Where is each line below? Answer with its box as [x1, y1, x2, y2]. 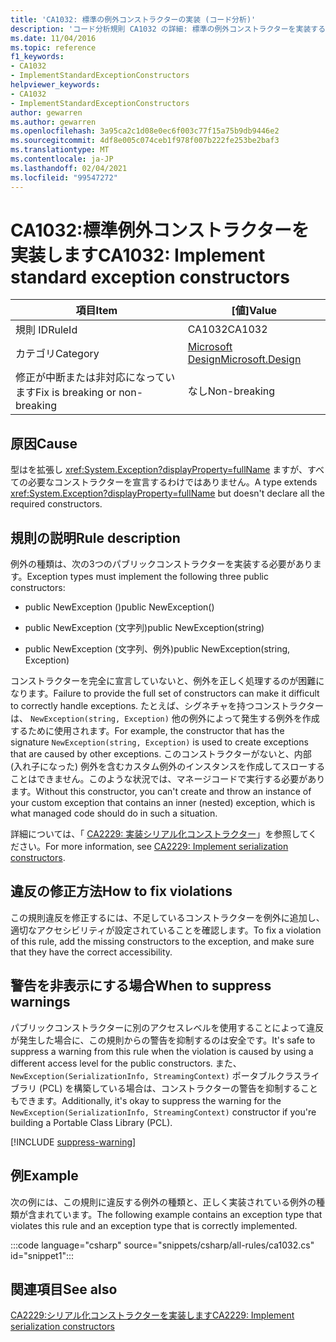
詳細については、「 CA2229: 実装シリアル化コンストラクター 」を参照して [10, 828, 309, 840]
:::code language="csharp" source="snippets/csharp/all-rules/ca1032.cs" [10, 1239, 315, 1251]
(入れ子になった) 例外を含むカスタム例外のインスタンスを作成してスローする [10, 761, 326, 773]
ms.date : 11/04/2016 [10, 33, 97, 43]
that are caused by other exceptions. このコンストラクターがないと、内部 [10, 748, 312, 760]
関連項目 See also [10, 1281, 118, 1298]
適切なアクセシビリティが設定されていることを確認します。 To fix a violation [10, 924, 322, 936]
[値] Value [231, 304, 278, 318]
